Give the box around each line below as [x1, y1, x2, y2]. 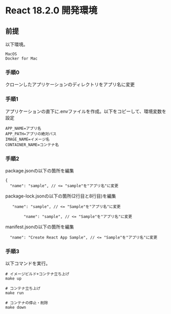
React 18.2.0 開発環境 [5, 5, 98, 16]
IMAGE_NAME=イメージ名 [5, 136, 50, 142]
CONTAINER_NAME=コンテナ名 [5, 142, 59, 147]
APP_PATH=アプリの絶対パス [5, 131, 57, 136]
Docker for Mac [5, 56, 38, 61]
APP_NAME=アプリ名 [5, 126, 41, 131]
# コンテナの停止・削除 [5, 301, 49, 306]
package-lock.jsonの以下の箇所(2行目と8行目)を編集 [5, 193, 116, 199]
